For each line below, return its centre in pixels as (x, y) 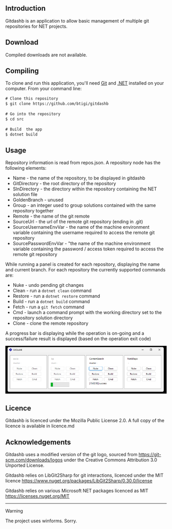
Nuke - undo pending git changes (48, 285)
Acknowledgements (38, 442)
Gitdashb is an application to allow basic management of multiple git (77, 21)
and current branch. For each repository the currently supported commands (85, 270)
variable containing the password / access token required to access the (88, 249)
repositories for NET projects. (36, 26)
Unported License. (25, 465)
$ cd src (15, 119)
